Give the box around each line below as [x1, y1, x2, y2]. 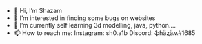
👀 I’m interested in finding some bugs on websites [13, 14, 156, 22]
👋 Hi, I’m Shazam [13, 7, 62, 14]
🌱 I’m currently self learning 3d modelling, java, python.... [13, 21, 176, 29]
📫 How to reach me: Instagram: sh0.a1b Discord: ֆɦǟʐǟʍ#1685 [13, 29, 196, 37]
